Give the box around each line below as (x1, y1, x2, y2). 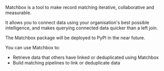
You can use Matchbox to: (5, 45, 60, 50)
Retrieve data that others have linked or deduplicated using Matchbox (12, 54, 159, 60)
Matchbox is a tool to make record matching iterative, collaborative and (5, 5, 154, 10)
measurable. (5, 10, 32, 16)
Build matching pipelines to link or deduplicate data (12, 60, 121, 65)
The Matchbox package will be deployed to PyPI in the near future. (5, 35, 146, 41)
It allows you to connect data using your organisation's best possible (5, 20, 149, 25)
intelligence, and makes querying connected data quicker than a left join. (5, 25, 158, 31)
